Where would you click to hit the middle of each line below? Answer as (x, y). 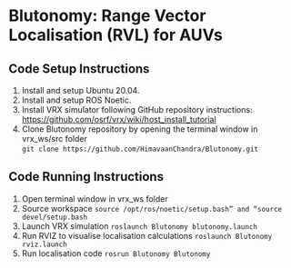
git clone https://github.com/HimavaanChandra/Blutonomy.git (140, 149)
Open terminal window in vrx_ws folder (95, 199)
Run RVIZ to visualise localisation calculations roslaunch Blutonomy (147, 235)
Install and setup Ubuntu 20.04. (80, 90)
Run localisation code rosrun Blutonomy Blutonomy (116, 253)
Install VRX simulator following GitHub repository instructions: (137, 109)
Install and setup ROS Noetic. (76, 100)
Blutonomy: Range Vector (107, 16)
